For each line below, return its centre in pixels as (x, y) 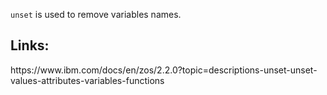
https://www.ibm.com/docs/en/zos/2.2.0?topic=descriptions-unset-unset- (164, 70)
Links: (30, 45)
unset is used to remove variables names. (96, 14)
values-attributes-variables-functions (87, 80)
